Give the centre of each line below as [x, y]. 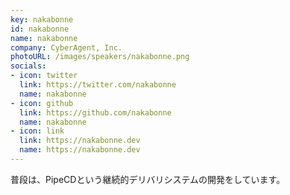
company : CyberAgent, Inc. [66, 47]
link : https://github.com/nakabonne [95, 112]
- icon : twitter [44, 76]
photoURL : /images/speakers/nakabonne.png [100, 57]
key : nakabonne [42, 19]
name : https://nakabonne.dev [80, 150]
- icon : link [37, 131]
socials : [28, 66]
